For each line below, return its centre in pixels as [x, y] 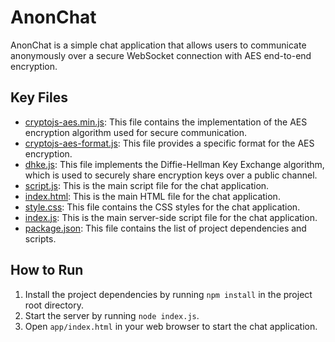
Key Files [39, 97]
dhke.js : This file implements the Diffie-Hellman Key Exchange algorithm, [174, 164]
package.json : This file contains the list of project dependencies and [165, 228]
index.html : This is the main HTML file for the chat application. [152, 196]
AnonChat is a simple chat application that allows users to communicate [158, 45]
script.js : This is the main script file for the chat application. [147, 185]
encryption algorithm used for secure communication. [136, 132]
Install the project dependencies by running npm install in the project [168, 294]
